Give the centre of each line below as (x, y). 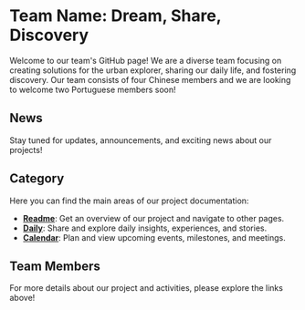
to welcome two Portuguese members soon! (93, 89)
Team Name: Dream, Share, (116, 16)
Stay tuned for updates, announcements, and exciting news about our (141, 140)
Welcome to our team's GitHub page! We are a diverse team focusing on (146, 60)
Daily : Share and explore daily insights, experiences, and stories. (145, 228)
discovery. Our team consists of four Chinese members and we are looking (150, 79)
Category (37, 179)
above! (22, 298)
